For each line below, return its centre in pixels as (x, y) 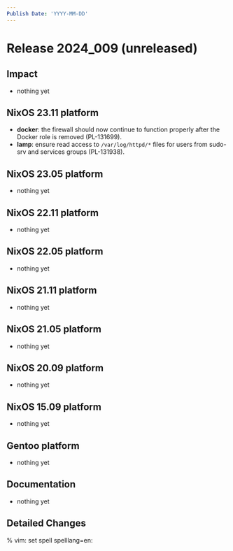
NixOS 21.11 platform (52, 291)
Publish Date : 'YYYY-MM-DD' (48, 14)
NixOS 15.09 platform (54, 407)
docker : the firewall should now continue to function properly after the (118, 129)
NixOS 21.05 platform (54, 329)
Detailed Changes (47, 523)
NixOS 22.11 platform (53, 213)
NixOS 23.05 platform (55, 174)
